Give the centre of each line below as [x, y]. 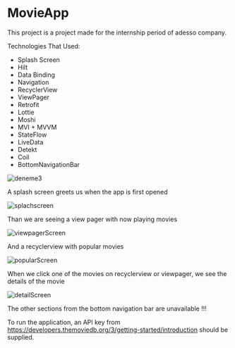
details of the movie [36, 281]
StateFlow [32, 135]
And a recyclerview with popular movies [66, 246]
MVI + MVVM [37, 127]
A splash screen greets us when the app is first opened [88, 192]
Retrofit [28, 104]
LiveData [30, 142]
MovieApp [38, 13]
